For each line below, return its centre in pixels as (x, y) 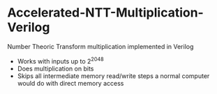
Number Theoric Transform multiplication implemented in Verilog (100, 46)
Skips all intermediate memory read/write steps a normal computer (113, 76)
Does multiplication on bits (55, 68)
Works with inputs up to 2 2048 (61, 60)
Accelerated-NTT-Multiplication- (105, 13)
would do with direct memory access (70, 83)
